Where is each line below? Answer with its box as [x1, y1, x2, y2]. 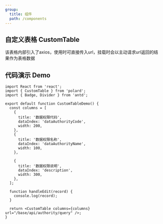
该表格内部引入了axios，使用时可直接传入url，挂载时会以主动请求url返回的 [5, 49, 154, 55]
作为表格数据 [9, 56, 35, 61]
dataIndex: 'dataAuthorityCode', [18, 119, 86, 124]
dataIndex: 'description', [18, 168, 73, 173]
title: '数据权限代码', [18, 115, 62, 120]
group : [5, 7, 18, 12]
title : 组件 [9, 12, 33, 17]
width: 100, [18, 146, 42, 150]
